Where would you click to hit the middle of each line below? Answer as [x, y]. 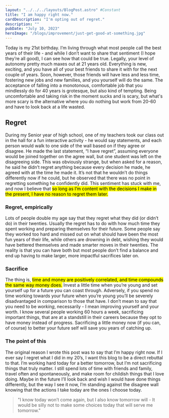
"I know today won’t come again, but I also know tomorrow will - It [86, 399]
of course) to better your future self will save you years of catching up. [79, 328]
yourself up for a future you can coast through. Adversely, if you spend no [82, 291]
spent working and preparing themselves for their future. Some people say [83, 229]
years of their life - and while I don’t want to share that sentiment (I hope [80, 53]
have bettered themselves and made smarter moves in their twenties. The [82, 245]
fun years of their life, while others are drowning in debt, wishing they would [84, 240]
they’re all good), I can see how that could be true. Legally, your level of [79, 58]
